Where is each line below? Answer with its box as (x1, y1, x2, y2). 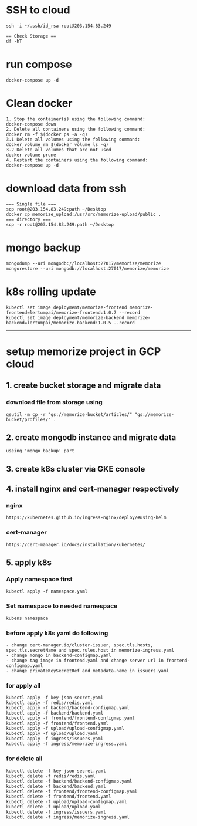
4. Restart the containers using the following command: (6, 157, 148, 163)
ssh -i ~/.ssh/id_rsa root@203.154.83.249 (6, 23, 111, 29)
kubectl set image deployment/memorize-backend (6, 314, 125, 320)
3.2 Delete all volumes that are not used (6, 147, 111, 153)
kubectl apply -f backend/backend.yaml (6, 710, 104, 716)
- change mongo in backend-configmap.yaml (6, 652, 111, 658)
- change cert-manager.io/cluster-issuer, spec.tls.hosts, (6, 642, 154, 648)
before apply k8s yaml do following (6, 629, 108, 637)
